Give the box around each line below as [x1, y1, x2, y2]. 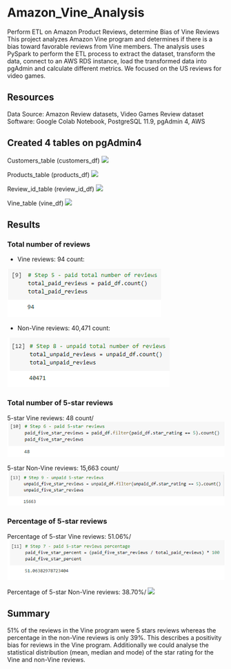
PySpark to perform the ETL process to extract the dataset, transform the [7, 50, 216, 58]
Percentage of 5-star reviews [7, 517, 108, 526]
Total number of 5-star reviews [7, 398, 114, 408]
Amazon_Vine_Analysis [7, 5, 145, 21]
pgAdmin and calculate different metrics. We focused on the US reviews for [7, 64, 222, 72]
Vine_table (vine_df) [7, 198, 64, 207]
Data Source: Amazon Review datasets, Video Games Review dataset [7, 110, 204, 118]
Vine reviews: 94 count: [17, 255, 85, 263]
